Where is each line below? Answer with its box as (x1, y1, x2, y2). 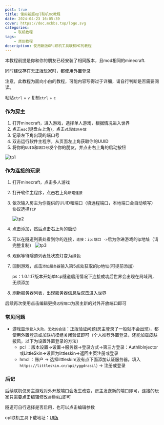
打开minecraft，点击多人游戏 (12, 179, 70, 185)
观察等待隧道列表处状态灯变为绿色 (12, 253, 81, 259)
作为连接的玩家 (5, 167, 41, 174)
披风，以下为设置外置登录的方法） (12, 338, 81, 344)
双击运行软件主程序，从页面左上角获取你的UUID (12, 138, 109, 144)
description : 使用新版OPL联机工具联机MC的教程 (5, 43, 92, 48)
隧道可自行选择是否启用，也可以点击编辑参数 (5, 404, 95, 410)
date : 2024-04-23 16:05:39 (5, 16, 60, 21)
